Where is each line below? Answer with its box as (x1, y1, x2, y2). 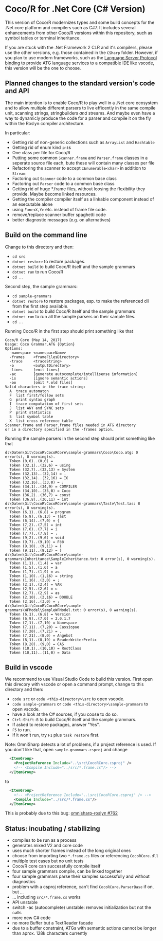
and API (5, 87, 29, 95)
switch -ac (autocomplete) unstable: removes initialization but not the (12, 905, 151, 910)
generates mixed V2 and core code (12, 843, 83, 849)
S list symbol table (9, 414, 54, 419)
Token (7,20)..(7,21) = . (9, 629, 62, 633)
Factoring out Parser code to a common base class (12, 181, 115, 186)
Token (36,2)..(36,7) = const (9, 492, 71, 497)
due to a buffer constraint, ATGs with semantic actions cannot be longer (12, 925, 157, 931)
